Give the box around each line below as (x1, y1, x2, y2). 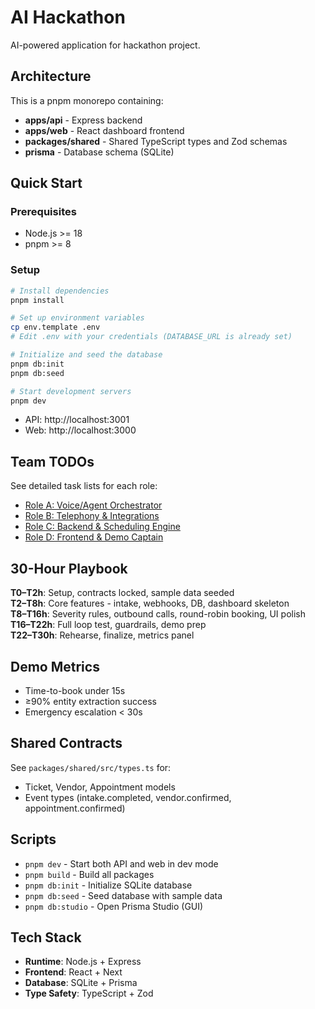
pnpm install (10, 295, 65, 305)
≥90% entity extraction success (24, 695, 157, 707)
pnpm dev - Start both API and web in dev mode (24, 857, 219, 870)
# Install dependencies (10, 286, 110, 296)
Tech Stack (10, 929, 82, 946)
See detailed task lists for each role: (10, 480, 158, 492)
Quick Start (10, 175, 83, 192)
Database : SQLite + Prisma (24, 977, 138, 989)
